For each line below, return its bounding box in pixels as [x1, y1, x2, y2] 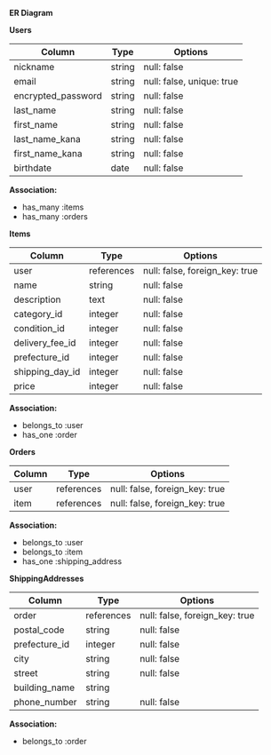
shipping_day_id [13, 366, 81, 377]
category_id [13, 308, 63, 320]
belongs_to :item [21, 546, 84, 557]
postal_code [13, 624, 65, 636]
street [13, 667, 38, 679]
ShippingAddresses [9, 573, 84, 584]
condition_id [13, 322, 65, 334]
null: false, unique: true [143, 75, 238, 87]
